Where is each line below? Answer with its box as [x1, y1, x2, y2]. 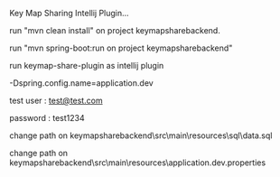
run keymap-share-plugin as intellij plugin [9, 61, 164, 70]
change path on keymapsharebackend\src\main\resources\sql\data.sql [9, 130, 273, 141]
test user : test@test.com [9, 95, 103, 106]
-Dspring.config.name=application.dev [9, 78, 154, 88]
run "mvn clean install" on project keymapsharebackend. [9, 25, 221, 35]
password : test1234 [9, 113, 85, 123]
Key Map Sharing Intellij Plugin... [9, 8, 129, 18]
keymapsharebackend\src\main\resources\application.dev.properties [9, 157, 266, 168]
